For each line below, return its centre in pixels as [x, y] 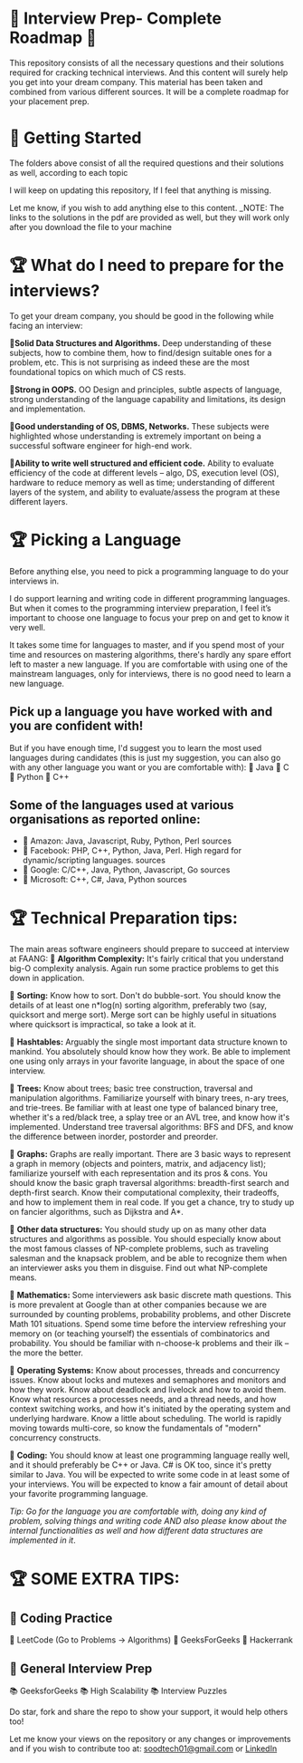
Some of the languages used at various [122, 805]
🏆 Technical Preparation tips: [123, 918]
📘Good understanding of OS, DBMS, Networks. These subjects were [139, 426]
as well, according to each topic [69, 172]
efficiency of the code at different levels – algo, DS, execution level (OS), [144, 472]
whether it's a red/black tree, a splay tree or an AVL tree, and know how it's [150, 1117]
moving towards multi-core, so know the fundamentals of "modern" [136, 1428]
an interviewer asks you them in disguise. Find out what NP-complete [139, 1268]
